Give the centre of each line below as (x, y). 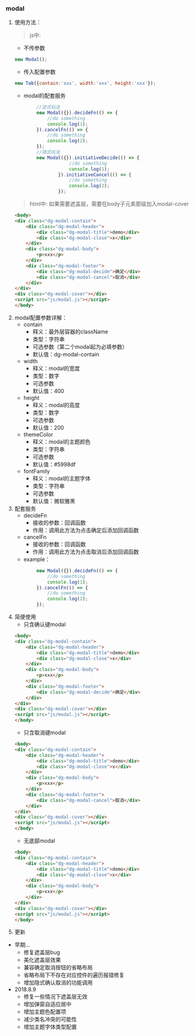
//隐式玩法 (48, 152)
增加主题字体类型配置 (50, 1027)
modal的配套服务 (45, 96)
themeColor (38, 434)
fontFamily (37, 471)
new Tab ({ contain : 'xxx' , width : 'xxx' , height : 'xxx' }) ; (85, 84)
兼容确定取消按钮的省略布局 (58, 968)
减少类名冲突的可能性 (50, 1019)
